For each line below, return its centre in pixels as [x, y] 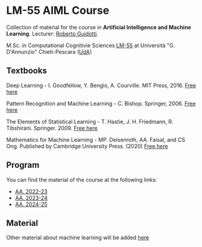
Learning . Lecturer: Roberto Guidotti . [52, 33]
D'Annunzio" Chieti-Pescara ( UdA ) [49, 51]
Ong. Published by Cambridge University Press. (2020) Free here [87, 146]
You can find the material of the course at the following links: [82, 179]
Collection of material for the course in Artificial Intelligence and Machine [99, 27]
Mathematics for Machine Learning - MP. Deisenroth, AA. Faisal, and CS [96, 140]
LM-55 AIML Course [58, 11]
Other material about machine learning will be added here [78, 238]
